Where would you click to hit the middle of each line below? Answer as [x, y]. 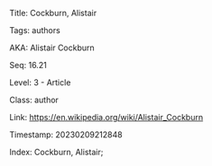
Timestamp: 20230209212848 [66, 135]
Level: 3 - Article [40, 83]
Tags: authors [35, 30]
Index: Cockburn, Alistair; [56, 152]
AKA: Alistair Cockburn [52, 48]
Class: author [34, 100]
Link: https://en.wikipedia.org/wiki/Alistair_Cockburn [106, 117]
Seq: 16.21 [28, 65]
